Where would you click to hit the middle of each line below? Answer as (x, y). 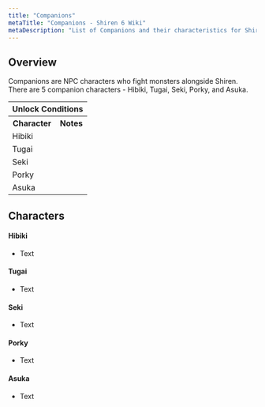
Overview (33, 62)
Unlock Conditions (48, 109)
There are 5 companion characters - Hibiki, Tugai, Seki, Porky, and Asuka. (128, 90)
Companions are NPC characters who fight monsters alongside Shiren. (123, 81)
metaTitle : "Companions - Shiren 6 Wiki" (77, 23)
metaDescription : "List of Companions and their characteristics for (125, 30)
